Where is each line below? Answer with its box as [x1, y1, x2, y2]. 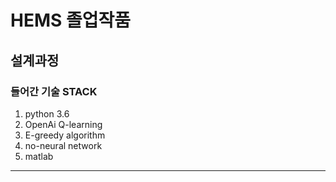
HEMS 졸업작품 [10, 9, 132, 32]
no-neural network [24, 139, 103, 151]
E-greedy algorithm [24, 129, 106, 141]
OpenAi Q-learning [24, 118, 103, 130]
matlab [24, 150, 54, 162]
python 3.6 [24, 107, 70, 120]
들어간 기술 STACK [10, 84, 98, 98]
